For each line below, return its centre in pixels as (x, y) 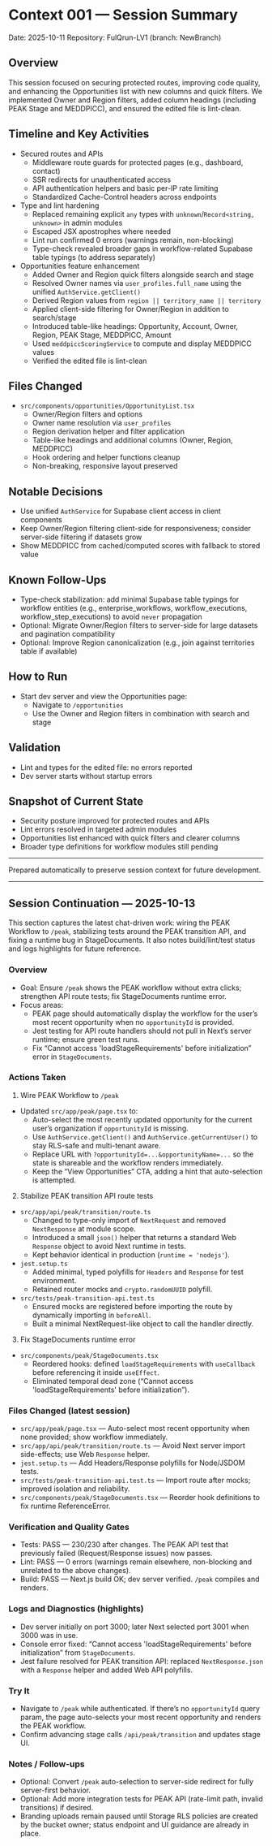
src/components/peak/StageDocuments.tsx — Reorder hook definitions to (140, 1498)
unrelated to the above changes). (75, 1571)
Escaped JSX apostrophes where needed (102, 231)
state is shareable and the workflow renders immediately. (128, 1162)
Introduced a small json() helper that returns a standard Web (134, 1237)
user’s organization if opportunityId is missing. (110, 1128)
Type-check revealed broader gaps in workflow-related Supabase (142, 249)
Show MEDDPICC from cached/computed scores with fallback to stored (140, 546)
